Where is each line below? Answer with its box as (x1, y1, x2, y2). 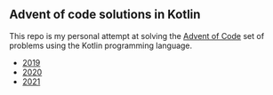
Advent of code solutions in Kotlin (9, 7, 201, 22)
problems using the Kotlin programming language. (9, 40, 193, 51)
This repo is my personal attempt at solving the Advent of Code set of (9, 30, 265, 41)
